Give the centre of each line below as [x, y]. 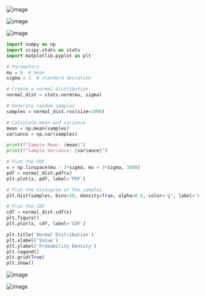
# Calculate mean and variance [46, 122]
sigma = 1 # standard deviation [49, 78]
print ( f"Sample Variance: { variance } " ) [57, 151]
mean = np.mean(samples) [38, 128]
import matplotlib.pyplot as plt [49, 56]
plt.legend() [23, 252]
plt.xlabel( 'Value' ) [33, 240]
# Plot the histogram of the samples [54, 190]
